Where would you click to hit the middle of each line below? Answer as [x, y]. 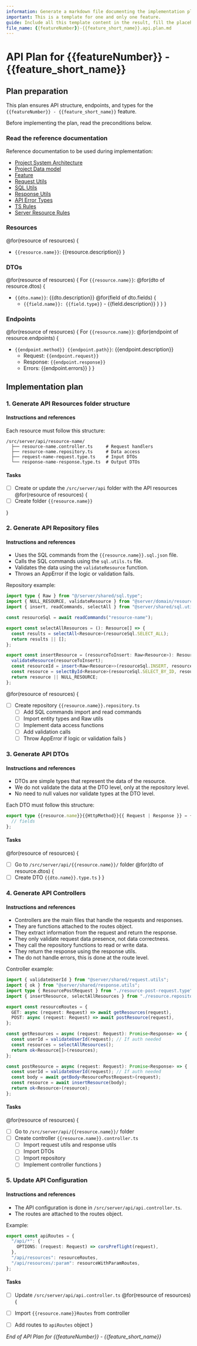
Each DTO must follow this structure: [50, 805]
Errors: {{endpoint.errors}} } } [59, 368]
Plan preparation [37, 91]
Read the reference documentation [57, 138]
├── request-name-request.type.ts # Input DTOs [74, 457]
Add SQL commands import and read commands [82, 712]
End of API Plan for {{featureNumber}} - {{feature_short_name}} [84, 1337]
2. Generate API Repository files [52, 528]
